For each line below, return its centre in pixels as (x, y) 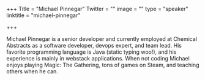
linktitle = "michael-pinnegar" (43, 15)
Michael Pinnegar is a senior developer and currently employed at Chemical (102, 39)
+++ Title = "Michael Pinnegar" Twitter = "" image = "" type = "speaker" (97, 9)
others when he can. (32, 71)
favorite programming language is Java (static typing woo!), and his (91, 52)
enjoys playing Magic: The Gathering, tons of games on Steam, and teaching (103, 65)
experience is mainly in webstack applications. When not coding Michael (98, 58)
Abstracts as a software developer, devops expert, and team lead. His (94, 45)
